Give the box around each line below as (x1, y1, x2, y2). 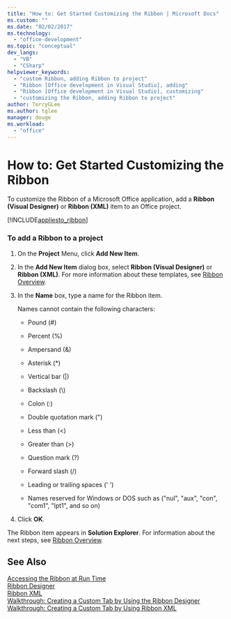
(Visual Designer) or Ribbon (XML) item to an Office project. (7, 202, 182, 211)
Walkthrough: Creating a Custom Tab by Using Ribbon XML (7, 604, 177, 613)
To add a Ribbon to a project (7, 233, 104, 243)
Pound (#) (27, 318, 57, 327)
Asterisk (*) (27, 359, 61, 367)
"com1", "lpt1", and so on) (27, 501, 101, 509)
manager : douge (7, 114, 51, 121)
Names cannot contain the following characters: (17, 304, 155, 313)
